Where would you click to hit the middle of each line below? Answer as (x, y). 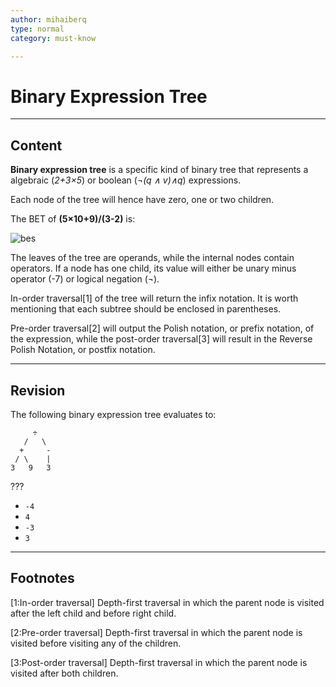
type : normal (37, 29)
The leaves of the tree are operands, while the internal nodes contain (152, 258)
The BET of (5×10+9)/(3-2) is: (73, 219)
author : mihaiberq (48, 19)
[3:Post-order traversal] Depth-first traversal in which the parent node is (159, 662)
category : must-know (53, 38)
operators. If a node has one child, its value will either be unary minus (153, 268)
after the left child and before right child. (93, 613)
